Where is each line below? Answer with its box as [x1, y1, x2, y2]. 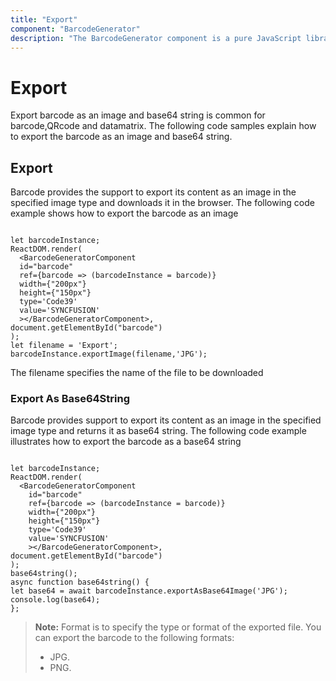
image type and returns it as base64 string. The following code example [10, 425, 307, 437]
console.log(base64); [10, 595, 101, 605]
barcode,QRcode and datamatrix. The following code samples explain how [10, 120, 317, 132]
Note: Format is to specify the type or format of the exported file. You [34, 621, 322, 633]
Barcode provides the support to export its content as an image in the [10, 186, 297, 198]
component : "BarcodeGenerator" [10, 24, 141, 34]
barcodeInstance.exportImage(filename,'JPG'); [10, 349, 208, 360]
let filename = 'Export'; [10, 341, 118, 351]
